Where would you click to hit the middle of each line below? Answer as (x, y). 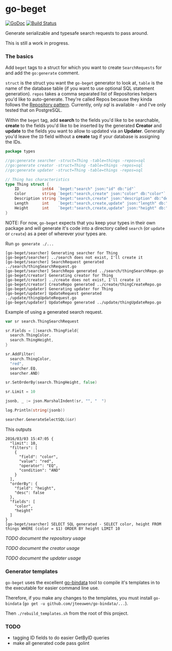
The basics (19, 56)
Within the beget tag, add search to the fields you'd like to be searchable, (83, 120)
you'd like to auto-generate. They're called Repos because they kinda (79, 99)
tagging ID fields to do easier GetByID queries (61, 638)
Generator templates (31, 571)
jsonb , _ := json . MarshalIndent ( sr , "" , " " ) (56, 401)
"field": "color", (38, 457)
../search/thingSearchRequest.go (41, 266)
